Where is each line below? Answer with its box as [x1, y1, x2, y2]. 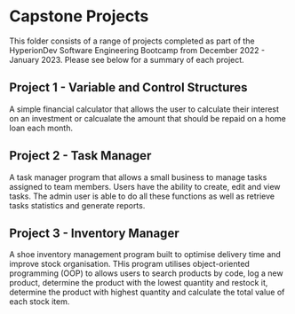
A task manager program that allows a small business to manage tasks [9, 171, 267, 183]
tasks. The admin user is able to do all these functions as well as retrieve [9, 191, 275, 201]
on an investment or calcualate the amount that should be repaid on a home [9, 113, 286, 123]
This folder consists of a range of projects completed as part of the [9, 35, 255, 46]
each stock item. [9, 296, 70, 307]
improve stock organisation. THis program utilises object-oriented [9, 259, 251, 270]
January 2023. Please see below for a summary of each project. [9, 54, 244, 65]
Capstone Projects [9, 6, 149, 27]
